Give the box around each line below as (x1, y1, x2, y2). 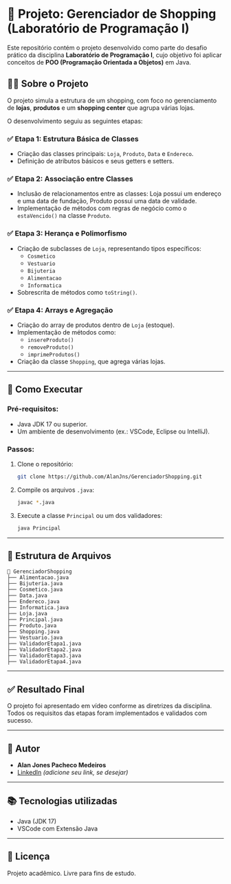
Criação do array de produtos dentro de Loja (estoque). (16, 321, 175, 329)
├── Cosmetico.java (7, 587, 63, 593)
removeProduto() (27, 343, 74, 351)
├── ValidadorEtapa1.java (7, 640, 81, 648)
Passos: (7, 444, 34, 454)
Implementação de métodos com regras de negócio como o (16, 204, 187, 212)
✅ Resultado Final (7, 683, 85, 695)
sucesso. (7, 716, 33, 725)
